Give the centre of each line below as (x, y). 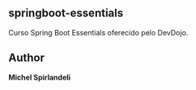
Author (26, 58)
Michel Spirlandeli (40, 77)
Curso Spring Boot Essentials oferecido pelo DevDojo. (98, 32)
